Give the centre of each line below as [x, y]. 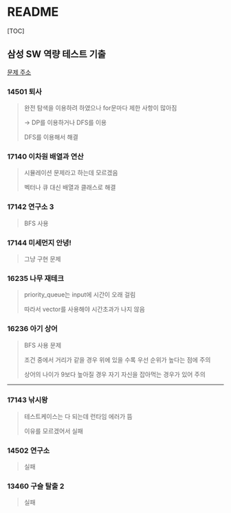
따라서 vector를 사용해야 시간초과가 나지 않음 [85, 309]
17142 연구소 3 [31, 207]
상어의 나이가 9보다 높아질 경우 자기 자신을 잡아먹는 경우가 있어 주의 [115, 374]
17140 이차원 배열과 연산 [45, 157]
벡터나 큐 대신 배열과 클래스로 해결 [70, 187]
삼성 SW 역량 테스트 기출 [57, 55]
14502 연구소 [29, 451]
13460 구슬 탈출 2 [36, 486]
